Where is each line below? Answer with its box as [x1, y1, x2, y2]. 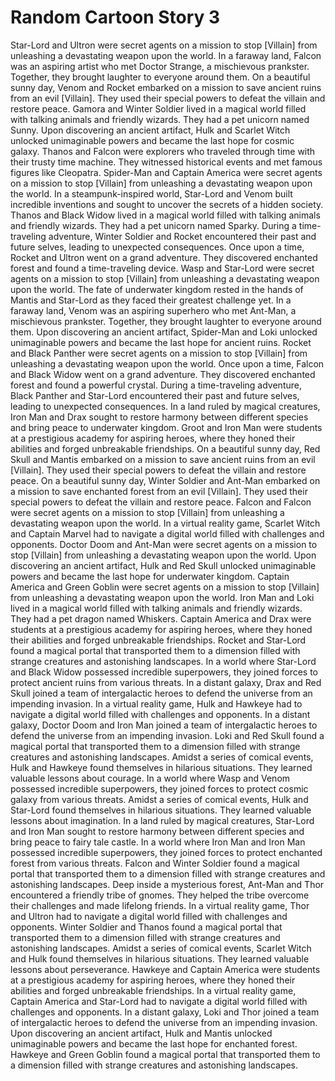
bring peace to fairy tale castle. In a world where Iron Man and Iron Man [10, 836, 306, 848]
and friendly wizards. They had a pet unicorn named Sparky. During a [10, 219, 297, 231]
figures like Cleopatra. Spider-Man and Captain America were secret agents [10, 166, 323, 178]
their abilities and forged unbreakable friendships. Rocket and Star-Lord [10, 634, 307, 646]
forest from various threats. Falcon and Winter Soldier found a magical [10, 857, 300, 869]
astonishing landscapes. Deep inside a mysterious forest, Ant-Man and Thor [10, 878, 325, 890]
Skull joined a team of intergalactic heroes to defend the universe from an [10, 687, 313, 699]
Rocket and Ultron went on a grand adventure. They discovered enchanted [10, 251, 318, 263]
